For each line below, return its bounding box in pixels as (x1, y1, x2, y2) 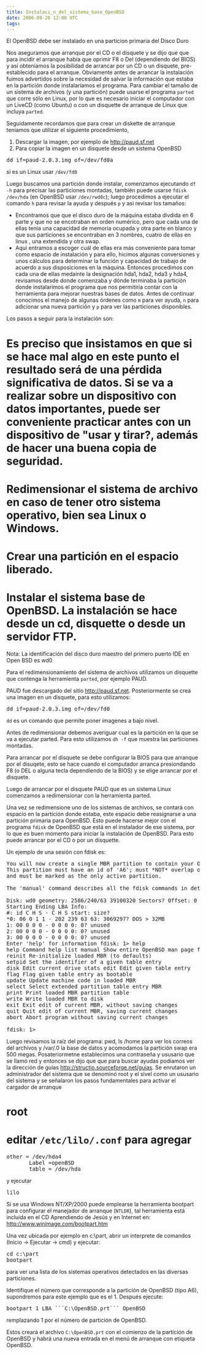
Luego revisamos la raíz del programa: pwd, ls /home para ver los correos (6, 1037, 193, 1045)
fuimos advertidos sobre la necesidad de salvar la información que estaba (6, 75, 194, 83)
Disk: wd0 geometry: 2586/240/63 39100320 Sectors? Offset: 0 (6, 897, 197, 904)
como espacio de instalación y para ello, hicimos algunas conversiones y (15, 251, 200, 258)
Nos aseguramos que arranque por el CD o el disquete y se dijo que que (6, 49, 189, 57)
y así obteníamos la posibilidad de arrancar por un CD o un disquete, (6, 62, 180, 69)
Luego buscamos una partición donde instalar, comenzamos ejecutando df (6, 180, 196, 187)
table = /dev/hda (29, 1166, 81, 1172)
